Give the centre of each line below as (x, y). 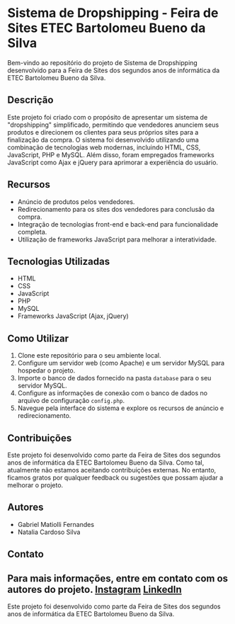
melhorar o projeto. (35, 485)
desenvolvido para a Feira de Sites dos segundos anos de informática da (114, 70)
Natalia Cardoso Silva (49, 532)
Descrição (30, 100)
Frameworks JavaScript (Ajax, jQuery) (73, 316)
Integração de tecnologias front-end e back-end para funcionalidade (118, 224)
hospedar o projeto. (46, 370)
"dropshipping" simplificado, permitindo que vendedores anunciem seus (113, 125)
